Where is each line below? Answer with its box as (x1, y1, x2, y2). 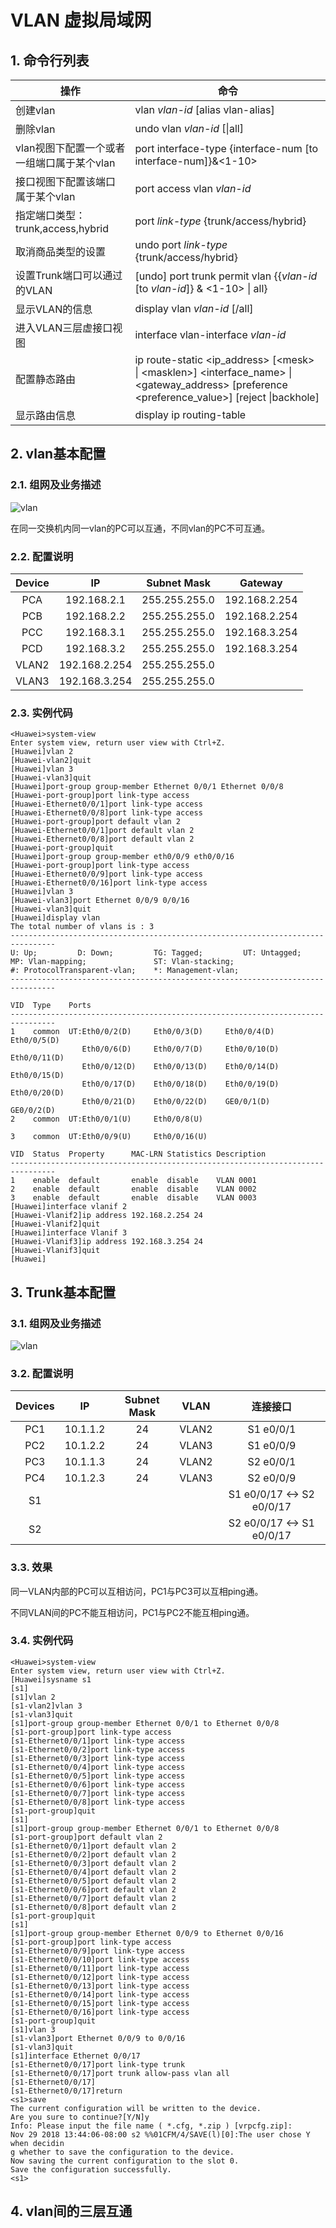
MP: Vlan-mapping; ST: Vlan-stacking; (10, 957, 235, 967)
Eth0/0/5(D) (10, 1036, 60, 1046)
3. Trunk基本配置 (10, 1284, 117, 1301)
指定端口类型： (15, 209, 87, 222)
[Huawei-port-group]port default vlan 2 (10, 817, 182, 827)
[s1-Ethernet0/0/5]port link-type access (10, 1771, 186, 1781)
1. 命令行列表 (10, 52, 90, 69)
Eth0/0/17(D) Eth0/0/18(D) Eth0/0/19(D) (81, 1079, 280, 1090)
